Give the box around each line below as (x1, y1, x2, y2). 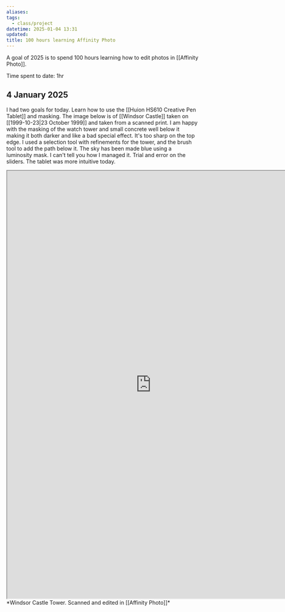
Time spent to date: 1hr (6, 72, 64, 79)
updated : (6, 32, 29, 38)
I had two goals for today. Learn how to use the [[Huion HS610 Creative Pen (6, 106, 196, 113)
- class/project (12, 20, 53, 26)
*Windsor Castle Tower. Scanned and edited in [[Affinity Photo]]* (6, 599, 171, 606)
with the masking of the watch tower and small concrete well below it (6, 125, 180, 133)
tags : (6, 15, 20, 21)
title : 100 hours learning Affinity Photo (6, 37, 116, 43)
